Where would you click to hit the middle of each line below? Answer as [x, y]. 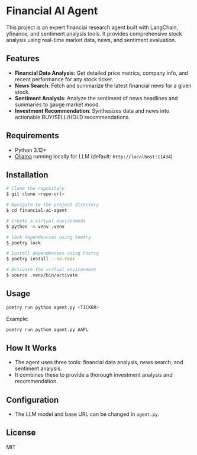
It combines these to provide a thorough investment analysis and [93, 375]
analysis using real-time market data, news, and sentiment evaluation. [91, 40]
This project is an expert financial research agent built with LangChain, [92, 27]
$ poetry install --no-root [41, 259]
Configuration [33, 400]
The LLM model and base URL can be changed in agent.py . [87, 414]
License [21, 433]
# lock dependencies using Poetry [49, 237]
